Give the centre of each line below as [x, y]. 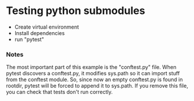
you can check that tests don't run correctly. [59, 92]
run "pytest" [29, 39]
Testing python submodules [76, 11]
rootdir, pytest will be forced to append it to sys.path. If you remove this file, [97, 86]
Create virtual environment [47, 27]
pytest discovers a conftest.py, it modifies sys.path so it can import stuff [93, 74]
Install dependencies [40, 33]
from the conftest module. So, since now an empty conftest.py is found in [94, 79]
